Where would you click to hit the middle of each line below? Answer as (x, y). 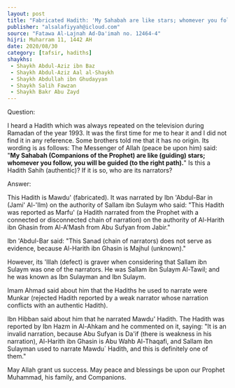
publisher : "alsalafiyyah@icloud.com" (64, 27)
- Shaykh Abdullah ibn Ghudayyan (59, 79)
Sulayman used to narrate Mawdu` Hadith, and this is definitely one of (108, 349)
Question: (21, 112)
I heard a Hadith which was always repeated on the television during (106, 126)
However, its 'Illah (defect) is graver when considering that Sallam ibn (107, 262)
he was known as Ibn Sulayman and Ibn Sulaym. (77, 277)
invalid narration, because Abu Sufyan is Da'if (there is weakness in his (109, 334)
